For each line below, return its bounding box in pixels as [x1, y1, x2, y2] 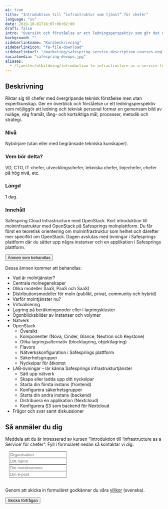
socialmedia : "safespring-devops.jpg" [5, 54, 86, 59]
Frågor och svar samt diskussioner [12, 408, 84, 414]
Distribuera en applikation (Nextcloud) [19, 398, 98, 404]
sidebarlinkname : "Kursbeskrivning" [5, 40, 81, 45]
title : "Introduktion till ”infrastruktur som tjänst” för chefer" [5, 12, 149, 17]
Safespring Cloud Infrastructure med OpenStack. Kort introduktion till [5, 218, 147, 224]
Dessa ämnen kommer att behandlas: [5, 265, 82, 271]
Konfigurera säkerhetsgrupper [19, 387, 82, 393]
